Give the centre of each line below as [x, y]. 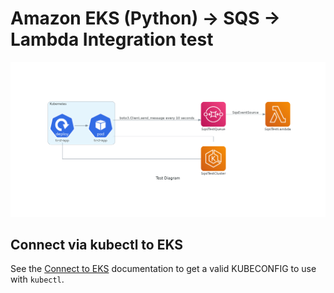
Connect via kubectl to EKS [97, 244]
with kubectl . [37, 279]
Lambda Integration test [112, 39]
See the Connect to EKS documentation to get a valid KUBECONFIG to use [163, 269]
